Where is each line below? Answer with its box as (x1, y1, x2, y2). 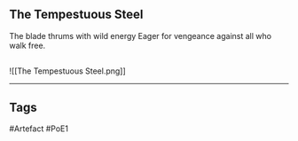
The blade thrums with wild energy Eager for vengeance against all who (9, 30, 272, 41)
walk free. (9, 40, 46, 51)
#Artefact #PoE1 (9, 123, 69, 134)
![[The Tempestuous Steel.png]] (9, 66, 126, 76)
